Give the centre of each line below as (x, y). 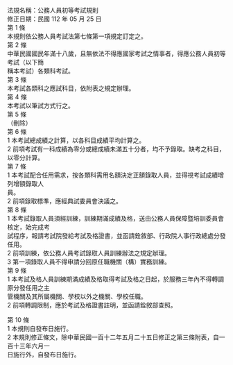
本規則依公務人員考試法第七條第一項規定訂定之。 (77, 36)
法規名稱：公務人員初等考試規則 (53, 10)
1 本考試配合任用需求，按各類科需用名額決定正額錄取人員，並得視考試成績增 (115, 175)
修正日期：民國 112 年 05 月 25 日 (54, 19)
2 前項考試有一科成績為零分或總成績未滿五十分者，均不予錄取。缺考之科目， (116, 149)
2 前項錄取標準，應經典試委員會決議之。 (65, 201)
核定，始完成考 (28, 227)
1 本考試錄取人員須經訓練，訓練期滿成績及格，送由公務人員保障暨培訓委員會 (115, 218)
